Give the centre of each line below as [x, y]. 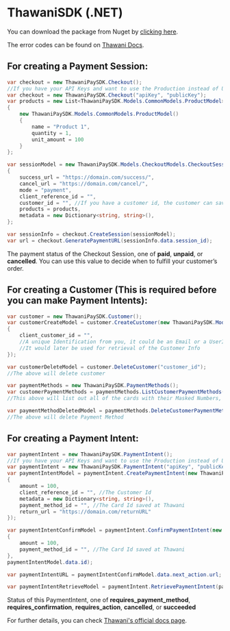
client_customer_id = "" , [56, 336]
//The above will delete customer [56, 373]
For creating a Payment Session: [78, 66]
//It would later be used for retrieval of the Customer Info [110, 348]
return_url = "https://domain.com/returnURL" [86, 512]
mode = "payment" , [46, 190]
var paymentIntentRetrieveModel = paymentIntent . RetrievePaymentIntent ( [113, 587]
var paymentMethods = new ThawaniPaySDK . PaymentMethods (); [93, 386]
